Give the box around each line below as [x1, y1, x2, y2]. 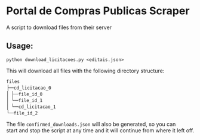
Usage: [6, 41, 34, 51]
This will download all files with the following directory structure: [6, 67, 165, 74]
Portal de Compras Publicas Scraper [6, 4, 190, 18]
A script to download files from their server [6, 24, 112, 31]
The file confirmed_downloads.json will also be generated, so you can [6, 120, 176, 128]
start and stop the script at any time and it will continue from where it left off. [6, 126, 195, 134]
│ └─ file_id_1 [6, 96, 43, 103]
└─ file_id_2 [6, 109, 38, 116]
